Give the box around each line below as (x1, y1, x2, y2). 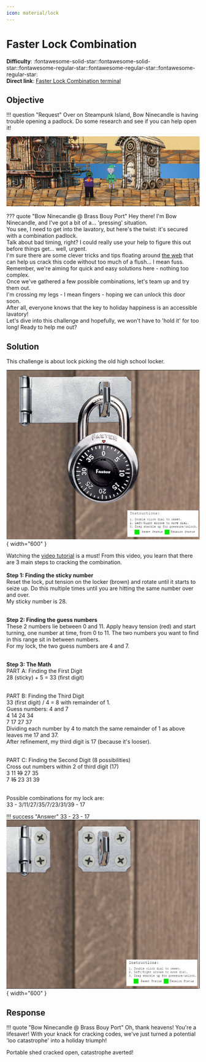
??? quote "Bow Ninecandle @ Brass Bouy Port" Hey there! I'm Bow (6, 213, 177, 220)
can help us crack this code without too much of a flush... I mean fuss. (6, 258, 184, 265)
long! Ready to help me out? (6, 323, 77, 331)
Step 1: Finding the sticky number (6, 572, 94, 579)
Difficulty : (6, 57, 32, 65)
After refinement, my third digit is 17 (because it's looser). (6, 737, 151, 745)
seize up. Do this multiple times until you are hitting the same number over (6, 584, 194, 592)
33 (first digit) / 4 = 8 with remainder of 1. (6, 698, 111, 706)
